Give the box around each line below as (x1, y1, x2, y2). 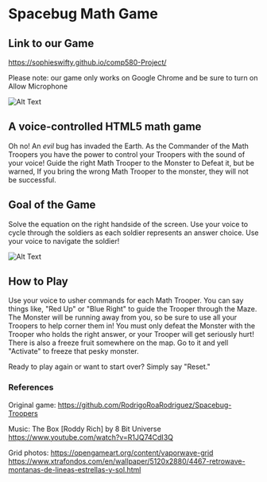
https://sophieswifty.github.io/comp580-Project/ (8, 57, 167, 67)
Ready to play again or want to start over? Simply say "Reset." (8, 362, 211, 371)
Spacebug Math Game (8, 5, 159, 23)
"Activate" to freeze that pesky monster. (8, 347, 139, 356)
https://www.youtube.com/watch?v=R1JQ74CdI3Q (8, 432, 173, 442)
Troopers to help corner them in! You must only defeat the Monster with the (8, 321, 256, 331)
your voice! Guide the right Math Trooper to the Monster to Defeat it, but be (8, 158, 255, 167)
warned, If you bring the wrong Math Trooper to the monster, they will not (8, 167, 249, 176)
